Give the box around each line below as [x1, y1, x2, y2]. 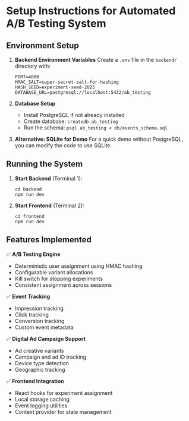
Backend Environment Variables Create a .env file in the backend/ [14, 56, 177, 63]
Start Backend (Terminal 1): [14, 175, 83, 182]
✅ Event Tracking [6, 293, 51, 300]
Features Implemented [6, 235, 92, 245]
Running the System [6, 159, 83, 169]
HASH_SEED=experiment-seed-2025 [14, 84, 95, 90]
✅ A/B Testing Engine [6, 251, 61, 258]
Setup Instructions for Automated [6, 4, 176, 18]
